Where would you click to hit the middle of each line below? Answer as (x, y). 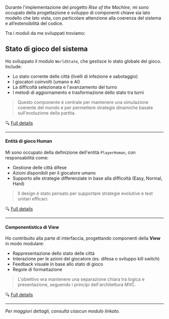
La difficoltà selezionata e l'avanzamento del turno (65, 87)
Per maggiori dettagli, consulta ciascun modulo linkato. (63, 311)
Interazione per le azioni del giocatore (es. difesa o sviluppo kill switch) (86, 259)
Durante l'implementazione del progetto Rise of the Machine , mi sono (77, 7)
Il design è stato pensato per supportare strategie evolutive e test (85, 193)
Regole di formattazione (37, 270)
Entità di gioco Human (29, 141)
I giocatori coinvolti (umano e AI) (46, 82)
